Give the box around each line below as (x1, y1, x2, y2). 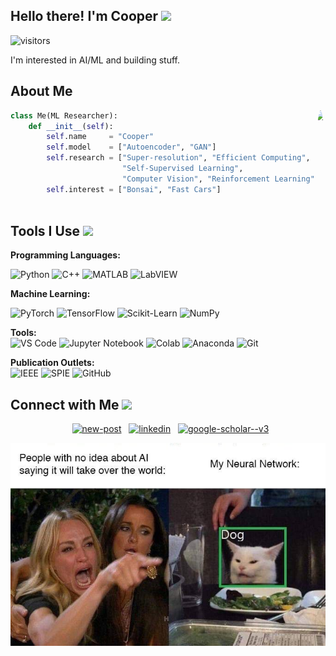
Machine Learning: (10, 288, 91, 300)
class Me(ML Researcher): (10, 110, 118, 121)
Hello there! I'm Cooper (10, 8, 159, 25)
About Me (10, 83, 73, 100)
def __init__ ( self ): (28, 121, 114, 131)
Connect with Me (10, 396, 120, 413)
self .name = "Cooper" (46, 132, 155, 142)
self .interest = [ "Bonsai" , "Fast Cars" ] (46, 184, 222, 194)
